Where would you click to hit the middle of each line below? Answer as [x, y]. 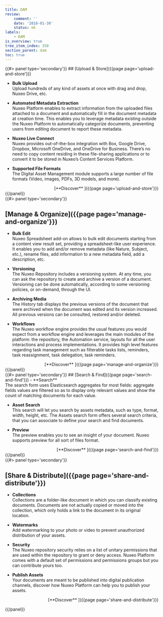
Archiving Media [29, 299]
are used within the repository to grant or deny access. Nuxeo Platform [83, 555]
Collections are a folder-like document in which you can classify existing [85, 500]
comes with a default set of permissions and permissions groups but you [85, 560]
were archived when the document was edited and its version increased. [85, 309]
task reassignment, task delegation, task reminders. [64, 355]
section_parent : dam [26, 50]
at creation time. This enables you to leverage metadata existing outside [84, 119]
